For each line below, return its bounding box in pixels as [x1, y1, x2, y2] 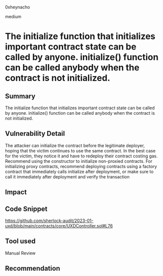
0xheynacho [5, 4, 30, 10]
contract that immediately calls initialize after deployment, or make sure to [5, 169, 154, 175]
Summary [5, 92, 36, 100]
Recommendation [5, 264, 60, 273]
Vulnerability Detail [5, 129, 65, 138]
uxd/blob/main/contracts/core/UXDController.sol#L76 [5, 223, 113, 229]
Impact [5, 188, 27, 197]
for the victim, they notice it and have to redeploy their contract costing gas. [5, 153, 158, 159]
